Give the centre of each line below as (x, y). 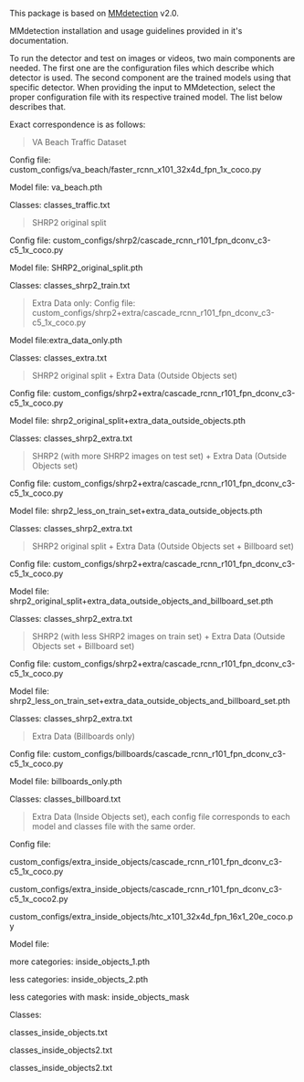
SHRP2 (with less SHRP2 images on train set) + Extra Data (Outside (158, 636)
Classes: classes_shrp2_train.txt (70, 285)
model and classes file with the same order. (114, 826)
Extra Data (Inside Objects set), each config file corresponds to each (161, 817)
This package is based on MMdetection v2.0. (94, 13)
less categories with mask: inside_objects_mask (100, 997)
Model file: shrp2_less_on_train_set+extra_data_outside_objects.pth (136, 511)
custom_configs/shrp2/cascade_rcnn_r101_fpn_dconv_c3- (162, 240)
